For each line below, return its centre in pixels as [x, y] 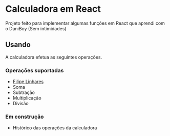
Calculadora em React [53, 9]
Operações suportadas [35, 70]
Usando [18, 45]
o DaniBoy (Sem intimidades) [36, 28]
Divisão [21, 104]
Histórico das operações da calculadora [55, 128]
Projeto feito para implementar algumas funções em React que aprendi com [85, 23]
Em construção [25, 116]
